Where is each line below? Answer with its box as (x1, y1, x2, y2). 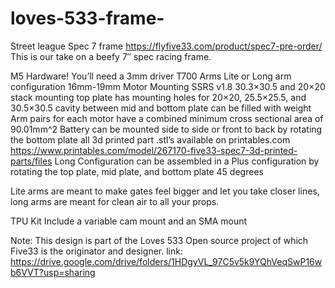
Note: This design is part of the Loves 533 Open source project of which (10, 234, 309, 246)
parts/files (10, 155, 53, 167)
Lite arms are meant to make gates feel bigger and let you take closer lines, (10, 185, 320, 197)
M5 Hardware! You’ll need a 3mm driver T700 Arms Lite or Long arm (10, 70, 292, 82)
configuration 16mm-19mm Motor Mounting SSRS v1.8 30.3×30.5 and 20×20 (10, 80, 326, 92)
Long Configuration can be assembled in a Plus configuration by (54, 155, 320, 167)
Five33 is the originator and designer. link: (10, 245, 183, 257)
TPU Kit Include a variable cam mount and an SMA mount (10, 215, 248, 227)
